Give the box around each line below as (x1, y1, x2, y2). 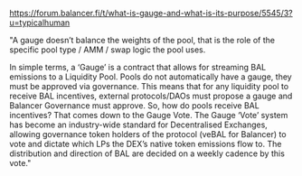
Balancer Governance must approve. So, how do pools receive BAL (9, 100, 260, 111)
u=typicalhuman (9, 17, 71, 28)
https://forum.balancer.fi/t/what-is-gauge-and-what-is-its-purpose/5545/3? (9, 8, 294, 18)
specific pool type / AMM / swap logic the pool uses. (9, 44, 206, 55)
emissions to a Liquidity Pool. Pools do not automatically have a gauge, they (9, 71, 292, 82)
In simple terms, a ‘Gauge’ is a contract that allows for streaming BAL (9, 62, 267, 72)
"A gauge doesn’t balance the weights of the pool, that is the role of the (9, 35, 276, 45)
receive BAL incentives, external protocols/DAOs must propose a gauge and (9, 90, 293, 101)
